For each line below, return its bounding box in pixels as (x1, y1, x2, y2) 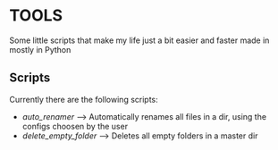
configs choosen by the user (21, 121, 128, 131)
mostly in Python (9, 44, 72, 54)
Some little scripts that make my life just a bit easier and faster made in (9, 35, 270, 46)
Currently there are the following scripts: (9, 94, 158, 104)
